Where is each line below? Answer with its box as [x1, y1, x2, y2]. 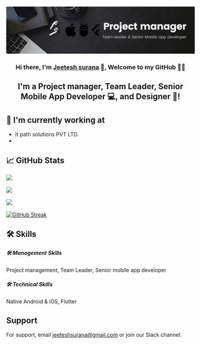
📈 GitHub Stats [6, 155, 65, 165]
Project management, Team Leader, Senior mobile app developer [6, 267, 166, 274]
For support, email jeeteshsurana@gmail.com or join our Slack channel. [6, 331, 182, 339]
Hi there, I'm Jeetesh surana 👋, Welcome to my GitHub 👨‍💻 [15, 63, 186, 71]
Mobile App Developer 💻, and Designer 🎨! [20, 92, 181, 102]
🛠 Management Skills [6, 249, 62, 256]
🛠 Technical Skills [6, 281, 53, 288]
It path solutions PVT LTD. [14, 131, 79, 138]
